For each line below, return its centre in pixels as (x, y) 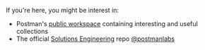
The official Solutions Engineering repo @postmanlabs (95, 39)
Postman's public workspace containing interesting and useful (107, 24)
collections (32, 31)
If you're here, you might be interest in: (63, 10)
